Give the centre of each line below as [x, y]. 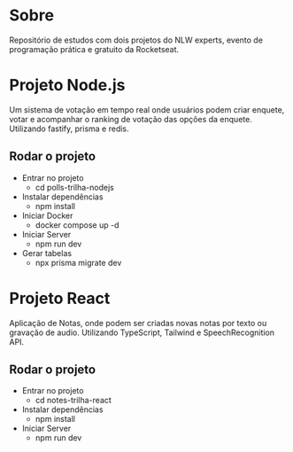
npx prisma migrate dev [78, 262]
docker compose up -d [77, 225]
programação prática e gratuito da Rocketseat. [94, 49]
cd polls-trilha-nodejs [75, 187]
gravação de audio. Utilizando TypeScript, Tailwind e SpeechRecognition [142, 332]
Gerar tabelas [47, 253]
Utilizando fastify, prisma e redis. [69, 129]
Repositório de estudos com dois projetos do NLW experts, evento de [136, 40]
